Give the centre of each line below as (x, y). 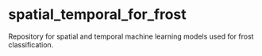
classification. (31, 44)
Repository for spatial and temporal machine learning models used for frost (131, 36)
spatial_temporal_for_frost (97, 15)
